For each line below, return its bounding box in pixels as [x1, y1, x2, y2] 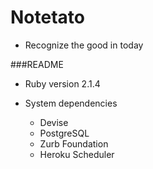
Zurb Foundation [39, 137, 109, 150]
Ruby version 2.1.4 [24, 77, 101, 90]
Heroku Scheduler [39, 148, 115, 160]
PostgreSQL [39, 127, 90, 139]
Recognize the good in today [24, 39, 144, 51]
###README [10, 58, 64, 70]
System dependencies [24, 97, 118, 109]
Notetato [10, 6, 85, 29]
